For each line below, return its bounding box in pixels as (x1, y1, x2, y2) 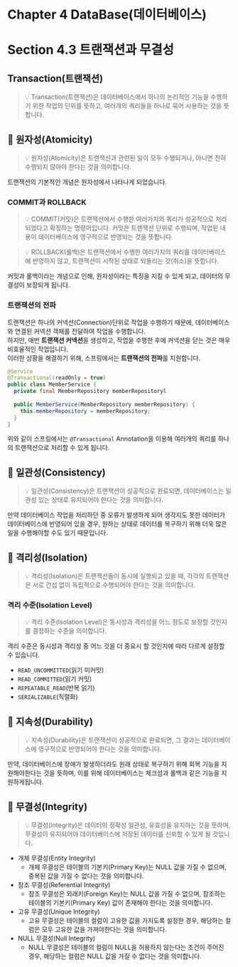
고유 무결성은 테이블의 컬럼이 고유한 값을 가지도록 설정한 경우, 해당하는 (28, 916, 224, 925)
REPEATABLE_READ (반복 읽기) (17, 684, 95, 692)
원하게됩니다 (7, 778, 43, 787)
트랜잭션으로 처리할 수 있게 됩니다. (14, 444, 110, 452)
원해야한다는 (7, 769, 43, 777)
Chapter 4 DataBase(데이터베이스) (7, 6, 207, 23)
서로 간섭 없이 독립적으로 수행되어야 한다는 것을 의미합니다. (32, 580, 196, 589)
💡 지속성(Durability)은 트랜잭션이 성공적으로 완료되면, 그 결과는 (24, 736, 200, 745)
